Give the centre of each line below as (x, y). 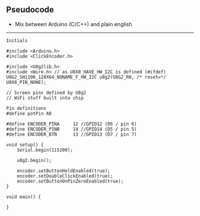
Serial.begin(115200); (45, 150)
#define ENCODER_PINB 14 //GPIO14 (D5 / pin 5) (71, 129)
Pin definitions (26, 108)
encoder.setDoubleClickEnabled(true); (65, 176)
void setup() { (25, 145)
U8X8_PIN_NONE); (26, 82)
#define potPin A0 (29, 113)
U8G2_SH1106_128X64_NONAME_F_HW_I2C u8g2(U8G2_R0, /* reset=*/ (86, 77)
